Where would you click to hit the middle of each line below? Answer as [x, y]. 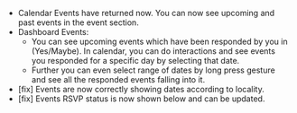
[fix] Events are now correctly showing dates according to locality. [141, 89]
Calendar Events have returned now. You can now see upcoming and [146, 13]
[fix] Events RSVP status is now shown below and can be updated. [141, 99]
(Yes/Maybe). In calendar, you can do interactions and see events [153, 51]
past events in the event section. [79, 22]
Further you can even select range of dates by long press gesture [153, 70]
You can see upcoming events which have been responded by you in [159, 41]
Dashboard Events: [53, 32]
